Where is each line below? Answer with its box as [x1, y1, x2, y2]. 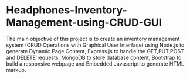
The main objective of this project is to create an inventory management [6, 35, 180, 42]
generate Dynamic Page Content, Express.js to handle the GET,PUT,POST [6, 47, 184, 54]
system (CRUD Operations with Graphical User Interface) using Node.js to [6, 42, 185, 49]
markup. [6, 66, 26, 73]
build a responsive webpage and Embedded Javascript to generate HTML [6, 60, 185, 67]
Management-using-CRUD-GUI [6, 16, 162, 29]
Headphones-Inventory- [6, 4, 127, 17]
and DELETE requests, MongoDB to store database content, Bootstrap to [6, 54, 182, 61]
